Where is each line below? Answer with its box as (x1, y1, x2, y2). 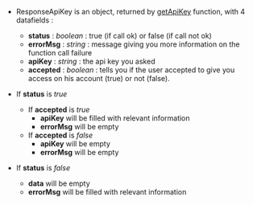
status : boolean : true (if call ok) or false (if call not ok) (27, 31, 212, 40)
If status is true (15, 89, 68, 99)
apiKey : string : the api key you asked (27, 56, 156, 66)
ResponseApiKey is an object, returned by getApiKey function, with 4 (15, 7, 246, 16)
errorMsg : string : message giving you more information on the (27, 39, 240, 49)
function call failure (27, 48, 93, 57)
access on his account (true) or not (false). (27, 74, 171, 83)
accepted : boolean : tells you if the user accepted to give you (27, 65, 235, 75)
